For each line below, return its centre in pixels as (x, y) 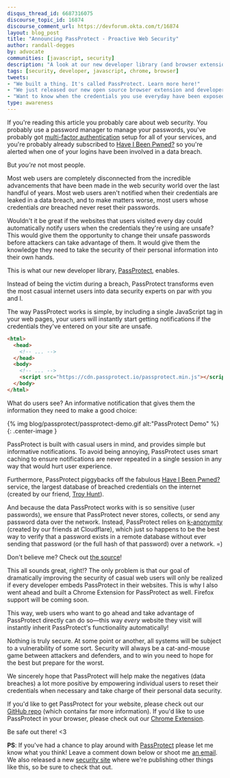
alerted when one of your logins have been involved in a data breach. (105, 151)
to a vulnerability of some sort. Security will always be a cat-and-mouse (108, 648)
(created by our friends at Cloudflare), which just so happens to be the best (114, 529)
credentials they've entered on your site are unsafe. (80, 326)
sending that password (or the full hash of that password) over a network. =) (115, 544)
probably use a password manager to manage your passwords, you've (107, 129)
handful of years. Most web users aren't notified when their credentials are (113, 192)
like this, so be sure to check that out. (60, 767)
